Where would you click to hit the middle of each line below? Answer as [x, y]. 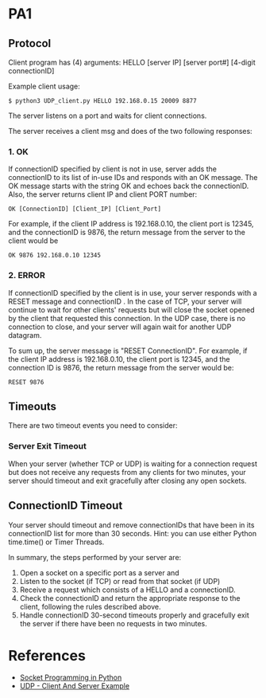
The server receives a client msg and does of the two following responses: [130, 131]
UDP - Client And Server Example [74, 686]
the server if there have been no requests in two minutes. [114, 623]
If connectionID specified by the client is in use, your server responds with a [133, 292]
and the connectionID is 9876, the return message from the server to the [127, 233]
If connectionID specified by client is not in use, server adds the [112, 169]
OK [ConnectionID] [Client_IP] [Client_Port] [85, 209]
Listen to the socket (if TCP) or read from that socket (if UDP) [120, 581]
